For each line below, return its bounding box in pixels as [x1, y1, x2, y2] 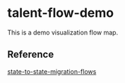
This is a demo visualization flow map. [7, 28, 119, 37]
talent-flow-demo [7, 5, 114, 21]
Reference [7, 49, 54, 60]
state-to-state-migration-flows [7, 67, 97, 75]
